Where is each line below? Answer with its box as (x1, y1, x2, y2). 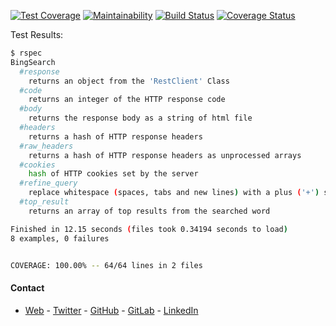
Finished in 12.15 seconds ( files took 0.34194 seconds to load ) (10, 224, 288, 234)
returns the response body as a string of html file (28, 113, 253, 124)
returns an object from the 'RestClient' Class (28, 76, 230, 86)
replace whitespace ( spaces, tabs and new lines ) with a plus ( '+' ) (28, 188, 320, 198)
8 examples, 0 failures (10, 233, 110, 244)
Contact (10, 281, 45, 294)
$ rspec (10, 48, 43, 58)
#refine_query (19, 178, 78, 189)
